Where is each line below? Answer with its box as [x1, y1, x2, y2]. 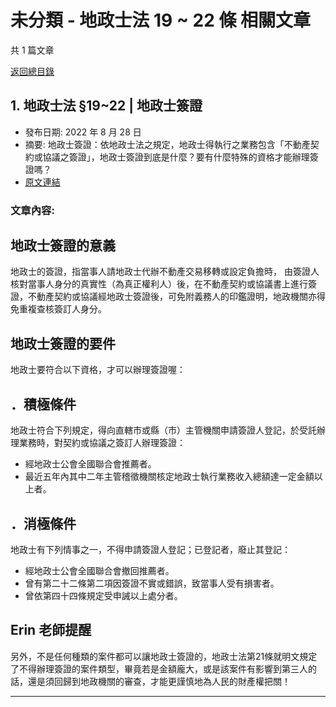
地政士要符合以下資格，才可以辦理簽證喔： [10, 364, 186, 376]
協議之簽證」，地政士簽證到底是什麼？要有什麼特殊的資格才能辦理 [42, 151, 310, 163]
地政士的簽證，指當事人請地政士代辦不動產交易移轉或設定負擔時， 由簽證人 [10, 266, 320, 278]
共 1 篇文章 [10, 44, 55, 56]
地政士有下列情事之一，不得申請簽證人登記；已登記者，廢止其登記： [10, 543, 291, 555]
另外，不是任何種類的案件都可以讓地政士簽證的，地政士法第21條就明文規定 [10, 650, 318, 662]
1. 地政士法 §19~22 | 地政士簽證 [10, 97, 203, 115]
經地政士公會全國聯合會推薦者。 [24, 458, 157, 470]
